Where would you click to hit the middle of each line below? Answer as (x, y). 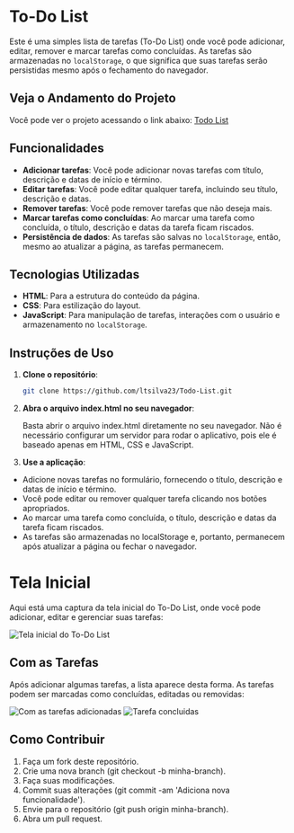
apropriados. (46, 509)
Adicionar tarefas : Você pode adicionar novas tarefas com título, (143, 170)
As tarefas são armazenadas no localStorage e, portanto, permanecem (154, 537)
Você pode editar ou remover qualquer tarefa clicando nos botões (144, 499)
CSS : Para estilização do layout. (81, 306)
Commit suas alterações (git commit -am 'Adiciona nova (126, 790)
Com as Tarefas (54, 663)
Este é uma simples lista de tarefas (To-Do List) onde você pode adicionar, (147, 41)
